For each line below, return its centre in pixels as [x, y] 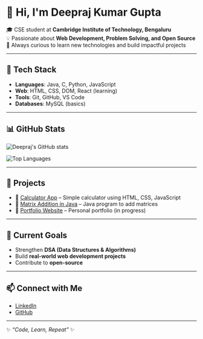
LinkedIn [26, 306]
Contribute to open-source [49, 263]
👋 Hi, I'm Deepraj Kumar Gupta [84, 12]
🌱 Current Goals [37, 235]
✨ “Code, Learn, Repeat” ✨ [40, 330]
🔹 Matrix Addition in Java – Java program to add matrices [86, 204]
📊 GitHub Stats [36, 129]
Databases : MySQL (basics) [50, 104]
